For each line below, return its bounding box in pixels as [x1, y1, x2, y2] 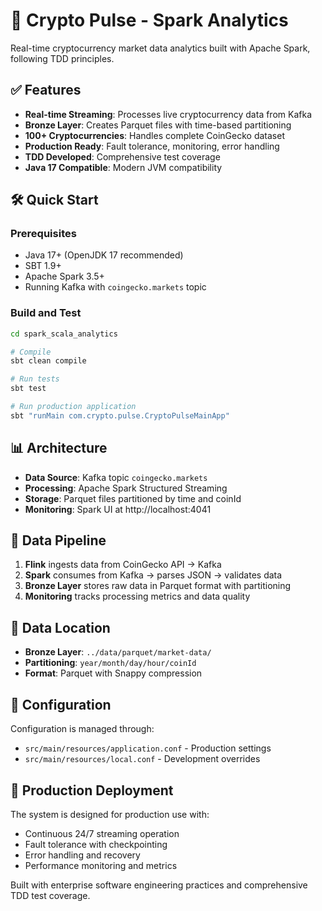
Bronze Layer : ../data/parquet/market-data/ [24, 646, 212, 658]
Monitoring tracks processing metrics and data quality [24, 590, 251, 603]
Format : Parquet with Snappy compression [24, 667, 203, 679]
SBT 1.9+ [24, 260, 62, 272]
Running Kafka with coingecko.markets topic [24, 281, 207, 293]
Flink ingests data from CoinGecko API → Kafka [24, 559, 222, 571]
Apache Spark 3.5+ [24, 270, 105, 283]
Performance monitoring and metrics [24, 859, 178, 871]
